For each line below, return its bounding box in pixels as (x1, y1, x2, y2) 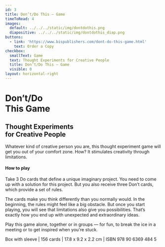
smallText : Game (9, 53, 43, 58)
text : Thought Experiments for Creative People (9, 58, 110, 63)
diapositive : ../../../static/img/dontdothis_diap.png (9, 30, 125, 35)
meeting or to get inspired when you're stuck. (5, 227, 98, 233)
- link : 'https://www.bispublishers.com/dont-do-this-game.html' (9, 39, 147, 44)
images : (5, 21, 21, 26)
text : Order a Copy (14, 44, 54, 49)
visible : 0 (9, 67, 32, 72)
